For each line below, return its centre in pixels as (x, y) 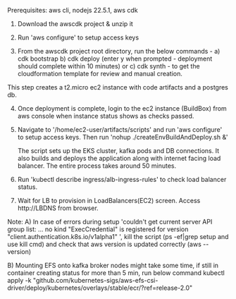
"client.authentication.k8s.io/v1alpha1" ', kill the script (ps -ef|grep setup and (118, 237)
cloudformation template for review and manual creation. (100, 74)
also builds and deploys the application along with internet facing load (119, 158)
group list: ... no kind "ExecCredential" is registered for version (98, 229)
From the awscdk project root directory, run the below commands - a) (119, 51)
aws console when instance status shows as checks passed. (106, 116)
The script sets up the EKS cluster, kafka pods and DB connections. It (118, 151)
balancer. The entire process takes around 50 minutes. (97, 166)
